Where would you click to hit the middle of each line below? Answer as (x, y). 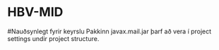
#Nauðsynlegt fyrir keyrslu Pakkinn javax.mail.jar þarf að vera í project (109, 31)
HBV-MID (35, 12)
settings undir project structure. (53, 38)
